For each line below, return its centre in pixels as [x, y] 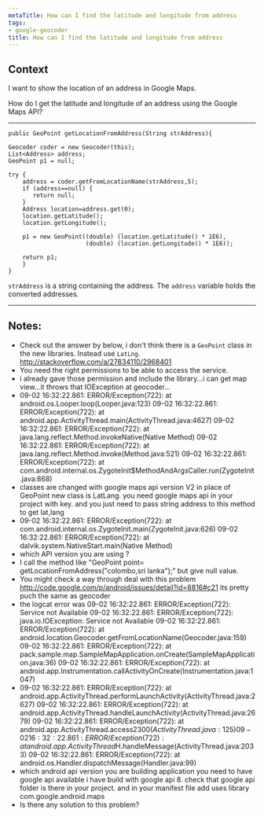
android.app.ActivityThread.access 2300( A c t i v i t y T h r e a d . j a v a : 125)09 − [135, 729]
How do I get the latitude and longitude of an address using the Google [123, 104]
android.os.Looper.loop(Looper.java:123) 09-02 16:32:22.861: [119, 403]
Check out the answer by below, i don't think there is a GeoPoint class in [136, 345]
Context [28, 69]
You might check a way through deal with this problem [108, 579]
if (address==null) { [57, 189]
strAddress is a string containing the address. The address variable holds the [132, 286]
